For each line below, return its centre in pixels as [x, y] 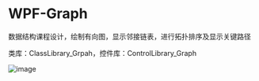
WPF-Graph [48, 14]
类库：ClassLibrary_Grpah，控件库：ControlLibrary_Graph [102, 53]
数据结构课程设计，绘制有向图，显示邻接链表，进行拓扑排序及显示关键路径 [129, 36]
